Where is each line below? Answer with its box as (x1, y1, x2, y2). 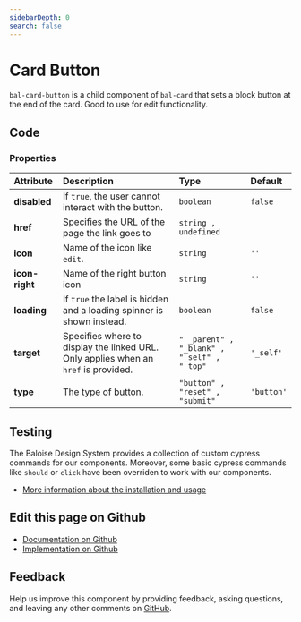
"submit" (178, 396, 217, 406)
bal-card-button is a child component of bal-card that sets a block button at (9, 89, 291, 100)
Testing (9, 424, 53, 439)
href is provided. (62, 363, 133, 376)
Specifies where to (62, 330, 142, 343)
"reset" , (178, 387, 221, 397)
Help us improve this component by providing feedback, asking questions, (9, 592, 284, 604)
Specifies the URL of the (62, 216, 166, 228)
